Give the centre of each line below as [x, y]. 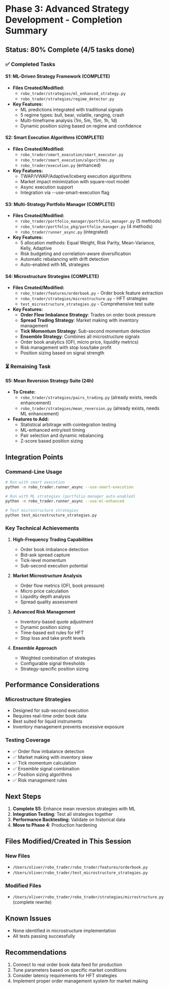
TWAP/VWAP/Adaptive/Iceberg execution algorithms [76, 176]
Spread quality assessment [49, 602]
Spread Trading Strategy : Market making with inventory [79, 320]
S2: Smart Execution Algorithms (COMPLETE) [55, 138]
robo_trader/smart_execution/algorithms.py [67, 160]
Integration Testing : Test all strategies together [63, 814]
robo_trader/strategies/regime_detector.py [67, 99]
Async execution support [47, 187]
